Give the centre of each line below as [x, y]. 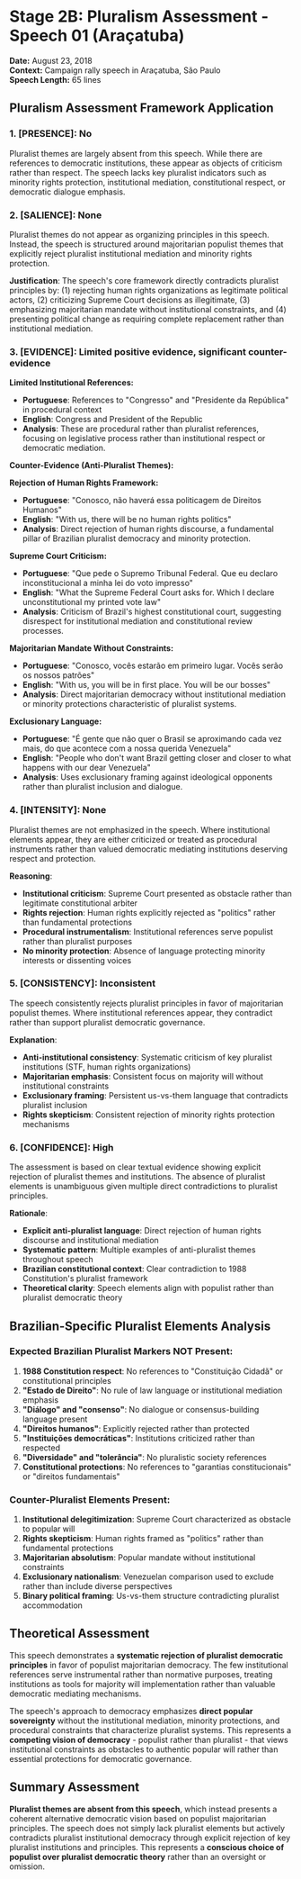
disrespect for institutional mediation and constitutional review [137, 621]
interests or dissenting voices [77, 960]
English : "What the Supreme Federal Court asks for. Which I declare [148, 592]
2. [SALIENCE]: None [56, 215]
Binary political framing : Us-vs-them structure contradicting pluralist [151, 1596]
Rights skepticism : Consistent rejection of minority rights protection [149, 1115]
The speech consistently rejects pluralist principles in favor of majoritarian [146, 1003]
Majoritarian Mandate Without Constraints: [91, 648]
